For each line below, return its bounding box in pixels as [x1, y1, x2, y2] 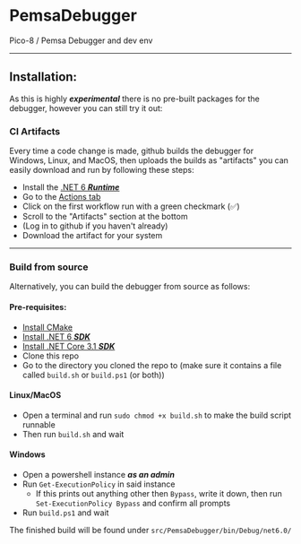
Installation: [9, 69, 78, 85]
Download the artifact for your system [21, 230, 163, 241]
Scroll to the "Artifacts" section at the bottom [21, 212, 188, 222]
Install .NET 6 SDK [21, 331, 91, 341]
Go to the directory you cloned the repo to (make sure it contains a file [21, 359, 282, 370]
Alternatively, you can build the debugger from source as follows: [9, 281, 251, 292]
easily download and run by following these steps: [9, 165, 194, 176]
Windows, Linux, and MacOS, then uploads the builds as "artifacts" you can [9, 155, 289, 166]
